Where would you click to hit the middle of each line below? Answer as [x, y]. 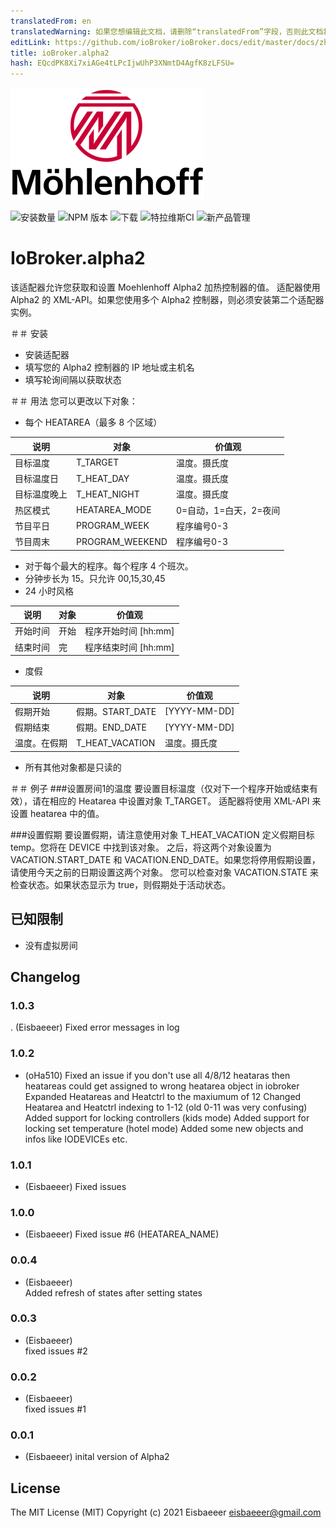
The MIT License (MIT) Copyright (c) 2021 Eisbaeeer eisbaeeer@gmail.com [166, 1512]
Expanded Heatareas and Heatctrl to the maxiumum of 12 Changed [163, 1096]
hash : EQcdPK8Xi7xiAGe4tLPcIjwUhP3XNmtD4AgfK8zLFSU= [122, 63]
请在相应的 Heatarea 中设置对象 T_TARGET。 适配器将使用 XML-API [170, 801]
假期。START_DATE [116, 711]
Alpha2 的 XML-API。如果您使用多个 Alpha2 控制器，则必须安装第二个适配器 [167, 300]
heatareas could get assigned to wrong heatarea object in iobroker [162, 1086]
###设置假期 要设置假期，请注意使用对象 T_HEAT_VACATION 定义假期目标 [162, 834]
